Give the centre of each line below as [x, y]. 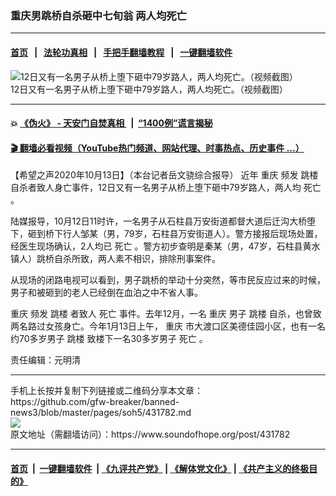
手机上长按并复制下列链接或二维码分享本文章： [106, 391]
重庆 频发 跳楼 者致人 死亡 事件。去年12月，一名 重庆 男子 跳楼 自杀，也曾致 [166, 314]
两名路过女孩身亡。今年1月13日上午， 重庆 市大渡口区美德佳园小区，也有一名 [168, 326]
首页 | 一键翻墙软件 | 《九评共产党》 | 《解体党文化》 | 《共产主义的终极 [160, 468]
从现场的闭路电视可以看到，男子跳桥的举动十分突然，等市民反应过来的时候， [168, 280]
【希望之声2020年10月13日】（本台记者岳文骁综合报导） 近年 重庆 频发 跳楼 [164, 175]
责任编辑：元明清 [45, 360]
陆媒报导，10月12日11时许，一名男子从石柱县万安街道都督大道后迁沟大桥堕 [163, 221]
